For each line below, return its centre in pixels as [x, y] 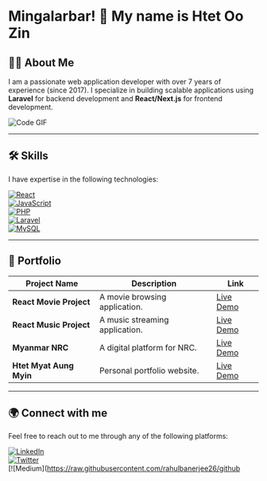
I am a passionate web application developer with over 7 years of [115, 82]
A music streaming [134, 319]
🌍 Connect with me [58, 413]
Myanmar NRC [41, 347]
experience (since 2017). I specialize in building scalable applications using [131, 90]
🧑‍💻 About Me [41, 63]
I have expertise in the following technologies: [83, 179]
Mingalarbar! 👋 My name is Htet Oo [126, 16]
